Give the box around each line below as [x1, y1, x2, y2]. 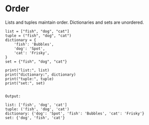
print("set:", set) [5, 81, 45, 85]
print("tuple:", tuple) [5, 76, 54, 82]
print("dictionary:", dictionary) [5, 72, 76, 77]
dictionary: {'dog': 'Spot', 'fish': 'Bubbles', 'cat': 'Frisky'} [5, 111, 145, 116]
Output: [5, 93, 21, 99]
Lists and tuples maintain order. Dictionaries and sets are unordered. [5, 19, 144, 25]
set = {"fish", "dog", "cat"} [5, 59, 68, 64]
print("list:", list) [5, 68, 50, 73]
